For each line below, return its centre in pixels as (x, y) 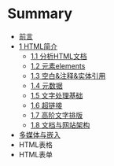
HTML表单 (35, 154)
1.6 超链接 (46, 105)
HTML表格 (35, 144)
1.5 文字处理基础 (57, 95)
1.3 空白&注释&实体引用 (68, 76)
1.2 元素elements (58, 66)
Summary (40, 14)
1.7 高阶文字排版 (57, 115)
